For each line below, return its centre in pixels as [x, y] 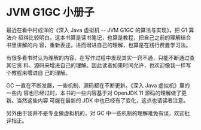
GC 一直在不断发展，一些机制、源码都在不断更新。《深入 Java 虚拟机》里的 [98, 85]
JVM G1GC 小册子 [50, 12]
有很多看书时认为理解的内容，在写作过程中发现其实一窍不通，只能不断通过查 [100, 58]
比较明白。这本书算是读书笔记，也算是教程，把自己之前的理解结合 [110, 37]
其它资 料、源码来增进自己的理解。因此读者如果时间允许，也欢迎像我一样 [96, 65]
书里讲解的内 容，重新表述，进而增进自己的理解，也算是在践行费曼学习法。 [99, 45]
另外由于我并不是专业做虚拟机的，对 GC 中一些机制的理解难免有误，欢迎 [95, 113]
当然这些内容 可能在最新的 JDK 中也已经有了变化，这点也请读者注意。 [103, 100]
